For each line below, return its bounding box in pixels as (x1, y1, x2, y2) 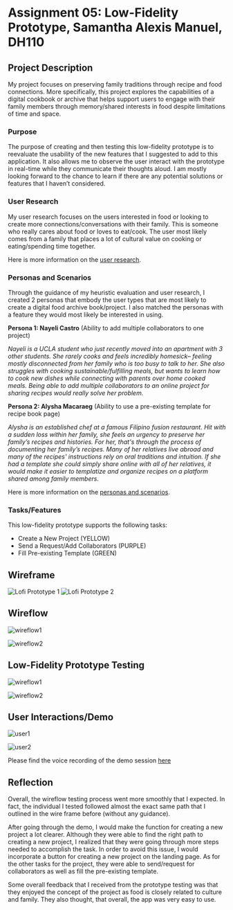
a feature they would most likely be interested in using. (8, 310, 164, 319)
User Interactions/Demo (8, 711, 113, 723)
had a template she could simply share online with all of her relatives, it (8, 459, 212, 468)
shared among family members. (8, 474, 100, 483)
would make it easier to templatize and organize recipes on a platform (8, 467, 208, 475)
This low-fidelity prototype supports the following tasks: (8, 521, 168, 529)
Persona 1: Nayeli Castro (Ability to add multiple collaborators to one (8, 323, 205, 332)
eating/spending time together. (8, 242, 96, 250)
